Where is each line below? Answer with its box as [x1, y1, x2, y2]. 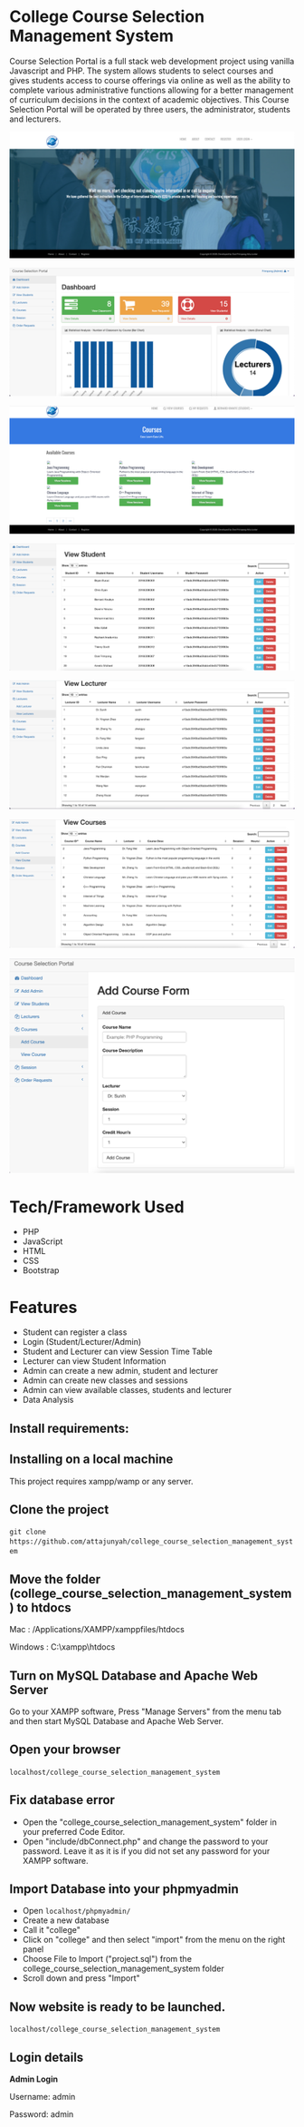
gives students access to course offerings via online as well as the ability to [9, 74, 291, 85]
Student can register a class [22, 1327, 128, 1338]
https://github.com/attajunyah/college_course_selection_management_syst [9, 1537, 294, 1546]
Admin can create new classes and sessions [22, 1375, 188, 1386]
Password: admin [9, 2109, 74, 2120]
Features [9, 1297, 78, 1318]
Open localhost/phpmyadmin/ [22, 1906, 131, 1916]
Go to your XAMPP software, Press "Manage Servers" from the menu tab [9, 1706, 282, 1717]
